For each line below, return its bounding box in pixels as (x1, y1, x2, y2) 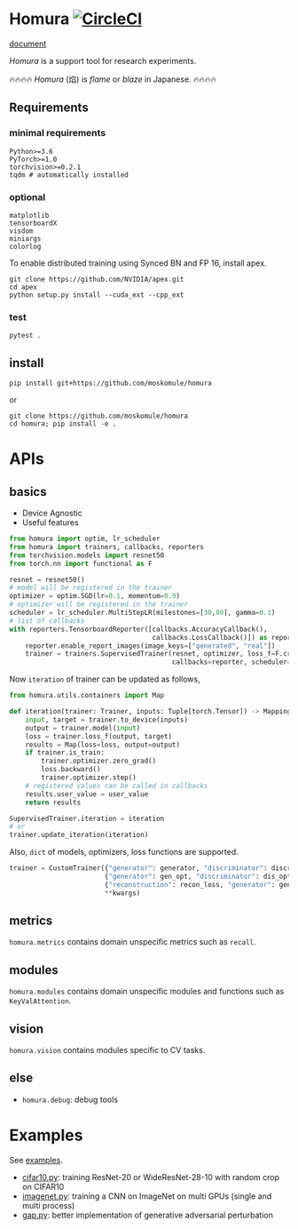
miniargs (9, 234, 42, 243)
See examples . (9, 1154, 64, 1165)
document (9, 38, 47, 49)
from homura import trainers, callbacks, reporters (9, 542, 204, 551)
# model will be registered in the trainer (9, 583, 173, 593)
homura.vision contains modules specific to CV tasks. (9, 1045, 206, 1056)
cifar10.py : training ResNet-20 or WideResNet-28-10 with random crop (21, 1171, 280, 1182)
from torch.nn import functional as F (9, 559, 153, 568)
